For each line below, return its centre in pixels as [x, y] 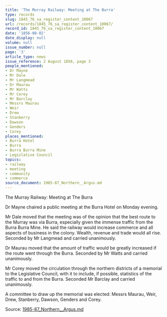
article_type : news [26, 57]
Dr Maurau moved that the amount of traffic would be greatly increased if [81, 248]
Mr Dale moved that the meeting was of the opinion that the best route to [80, 217]
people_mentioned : [24, 66]
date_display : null [26, 38]
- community [18, 174]
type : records [20, 15]
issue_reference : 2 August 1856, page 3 [48, 61]
